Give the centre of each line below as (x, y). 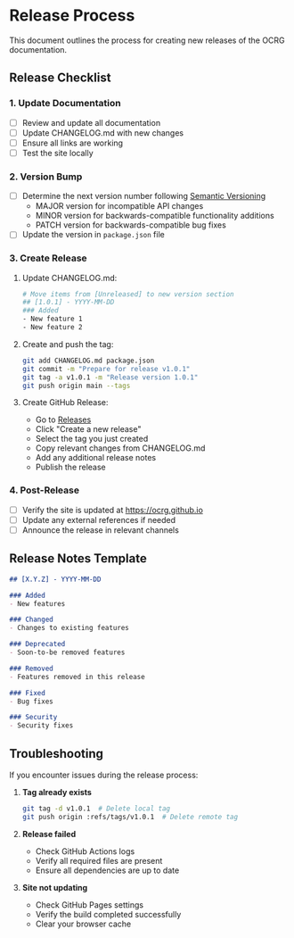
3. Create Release (48, 258)
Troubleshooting (57, 754)
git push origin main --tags (76, 386)
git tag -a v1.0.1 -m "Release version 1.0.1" (110, 377)
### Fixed (28, 693)
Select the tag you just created (92, 439)
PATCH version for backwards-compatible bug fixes (131, 225)
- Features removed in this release (77, 677)
